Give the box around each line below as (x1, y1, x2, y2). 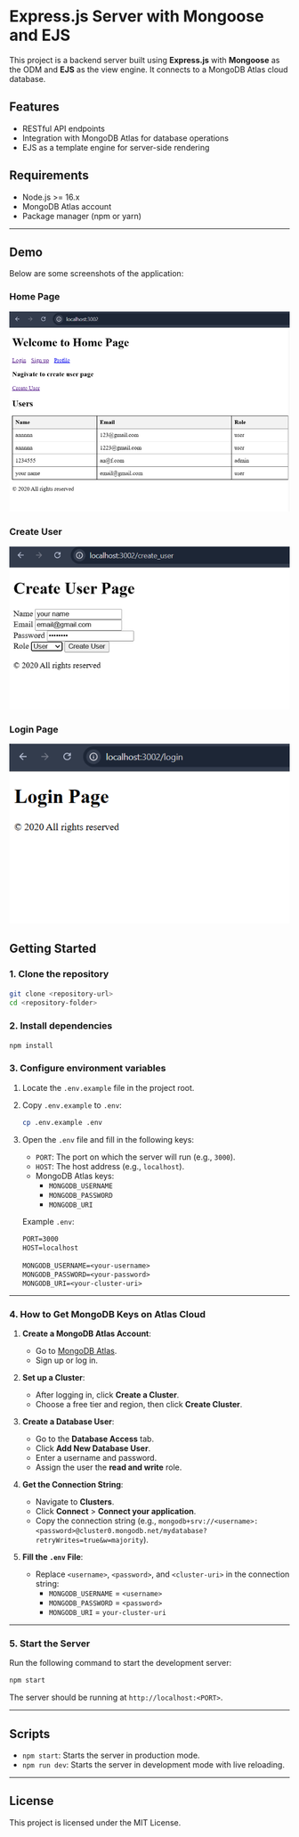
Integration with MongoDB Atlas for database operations (21, 132, 230, 144)
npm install (9, 1041, 53, 1050)
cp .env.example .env (21, 1118, 102, 1127)
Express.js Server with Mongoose (9, 6, 264, 27)
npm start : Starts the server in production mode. (21, 1750, 200, 1760)
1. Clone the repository (9, 968, 109, 980)
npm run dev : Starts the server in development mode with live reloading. (21, 1759, 285, 1770)
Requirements (9, 168, 89, 184)
